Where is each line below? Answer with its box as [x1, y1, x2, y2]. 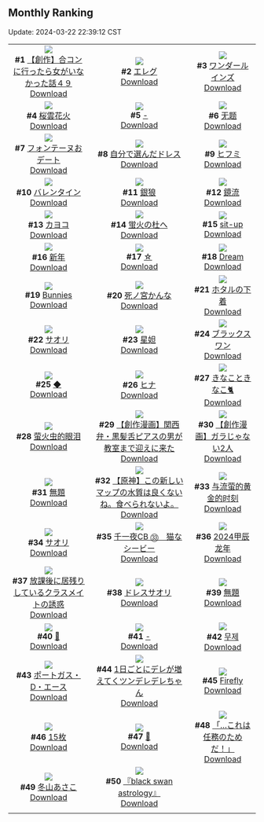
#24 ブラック [194, 328, 244, 339]
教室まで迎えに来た [103, 442, 175, 453]
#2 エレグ [121, 66, 158, 77]
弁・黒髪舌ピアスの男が [95, 431, 183, 442]
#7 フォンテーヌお [14, 142, 82, 153]
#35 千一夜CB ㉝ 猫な [96, 530, 182, 541]
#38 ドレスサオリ [107, 587, 172, 598]
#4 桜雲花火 [26, 110, 71, 121]
